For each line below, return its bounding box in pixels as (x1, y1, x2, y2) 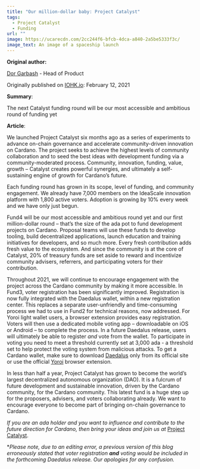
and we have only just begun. (7, 202, 79, 209)
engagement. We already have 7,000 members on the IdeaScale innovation (7, 189, 191, 196)
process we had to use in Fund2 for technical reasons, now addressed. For (7, 307, 190, 314)
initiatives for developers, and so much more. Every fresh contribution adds (7, 239, 192, 246)
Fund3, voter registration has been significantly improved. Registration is (7, 288, 185, 295)
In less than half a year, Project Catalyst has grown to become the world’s (7, 370, 187, 377)
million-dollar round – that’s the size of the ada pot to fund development (7, 220, 182, 227)
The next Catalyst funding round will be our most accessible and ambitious (7, 104, 190, 111)
